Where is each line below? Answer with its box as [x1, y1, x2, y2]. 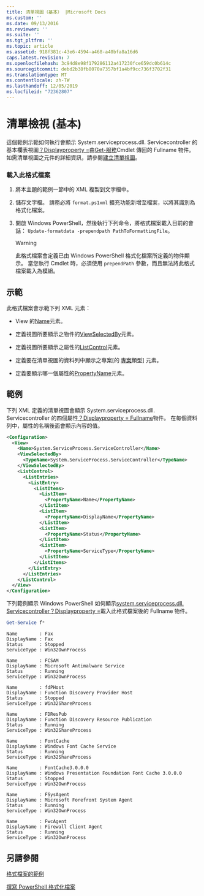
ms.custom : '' [6, 15, 43, 21]
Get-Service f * [6, 620, 45, 626]
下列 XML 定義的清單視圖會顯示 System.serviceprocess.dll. [6, 406, 155, 414]
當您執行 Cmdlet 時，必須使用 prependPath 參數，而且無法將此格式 [27, 260, 195, 267]
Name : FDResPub [6, 712, 67, 718]
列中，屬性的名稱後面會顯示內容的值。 [6, 422, 103, 429]
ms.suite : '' [6, 32, 40, 38]
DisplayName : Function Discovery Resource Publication [6, 716, 152, 723]
